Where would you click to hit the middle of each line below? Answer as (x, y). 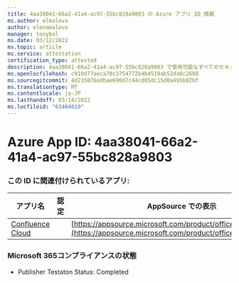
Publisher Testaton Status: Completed (73, 272)
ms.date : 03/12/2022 (38, 41)
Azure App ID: (49, 142)
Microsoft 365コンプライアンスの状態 (72, 256)
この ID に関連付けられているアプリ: (69, 180)
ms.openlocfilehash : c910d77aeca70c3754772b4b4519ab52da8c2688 (103, 73)
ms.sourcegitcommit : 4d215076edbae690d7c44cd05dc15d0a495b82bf (103, 80)
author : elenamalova (38, 27)
